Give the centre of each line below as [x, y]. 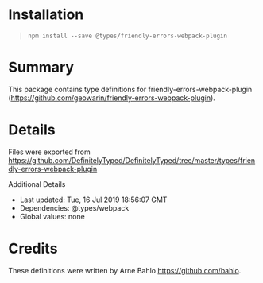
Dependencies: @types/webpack [74, 207]
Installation [46, 15]
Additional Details [37, 184]
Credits [33, 249]
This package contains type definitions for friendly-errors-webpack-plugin [130, 89]
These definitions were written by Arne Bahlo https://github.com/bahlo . [125, 270]
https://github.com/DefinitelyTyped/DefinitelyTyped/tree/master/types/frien [132, 160]
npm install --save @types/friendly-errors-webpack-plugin [128, 36]
